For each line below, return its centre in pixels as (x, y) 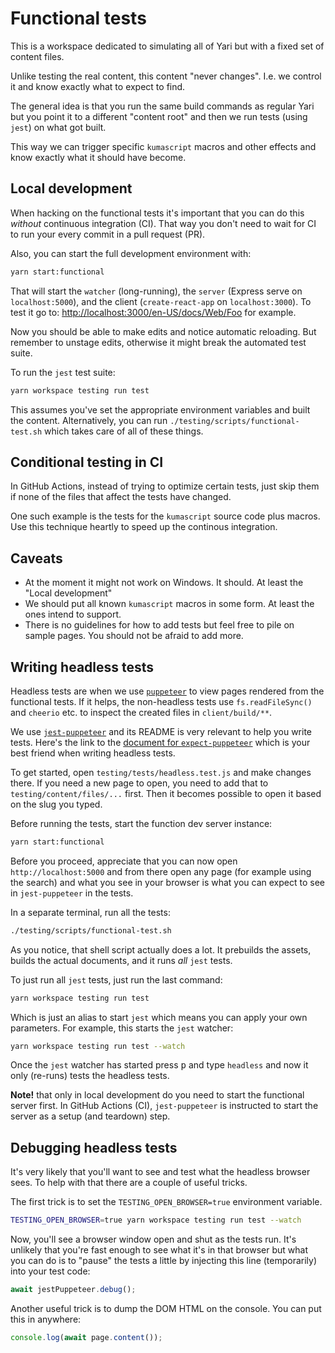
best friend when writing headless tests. (93, 753)
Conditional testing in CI (87, 462)
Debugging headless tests (94, 1147)
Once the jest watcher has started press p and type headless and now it (159, 1065)
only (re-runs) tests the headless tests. (90, 1076)
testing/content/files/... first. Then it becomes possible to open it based (166, 793)
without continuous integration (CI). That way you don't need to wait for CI (163, 223)
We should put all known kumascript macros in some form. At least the (169, 604)
